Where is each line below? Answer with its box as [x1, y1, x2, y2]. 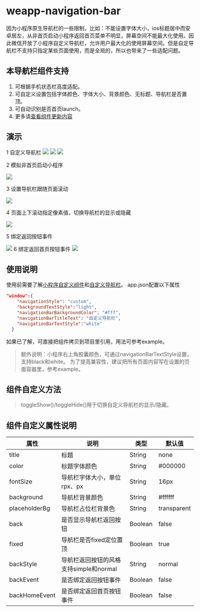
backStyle [9, 560, 37, 569]
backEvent [9, 576, 39, 584]
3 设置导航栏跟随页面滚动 [6, 185, 68, 192]
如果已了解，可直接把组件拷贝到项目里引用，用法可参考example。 [6, 338, 168, 345]
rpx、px [61, 482, 83, 491]
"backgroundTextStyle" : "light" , [17, 305, 97, 310]
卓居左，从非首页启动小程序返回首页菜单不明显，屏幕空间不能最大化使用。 [6, 32, 189, 39]
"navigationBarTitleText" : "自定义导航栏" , [17, 315, 121, 321]
